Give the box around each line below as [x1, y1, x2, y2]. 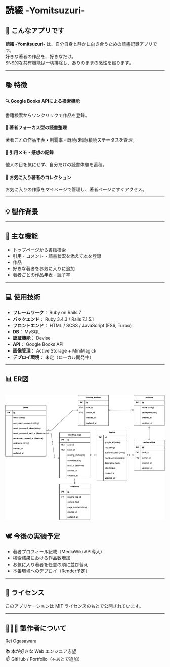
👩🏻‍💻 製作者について [5, 624, 67, 633]
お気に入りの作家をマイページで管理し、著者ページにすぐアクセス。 [5, 186, 147, 193]
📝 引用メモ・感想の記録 [5, 149, 54, 155]
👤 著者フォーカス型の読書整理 [5, 125, 67, 131]
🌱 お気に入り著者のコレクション [5, 174, 72, 180]
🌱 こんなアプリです [5, 26, 65, 35]
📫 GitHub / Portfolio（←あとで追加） [5, 656, 82, 662]
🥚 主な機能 [5, 232, 38, 241]
